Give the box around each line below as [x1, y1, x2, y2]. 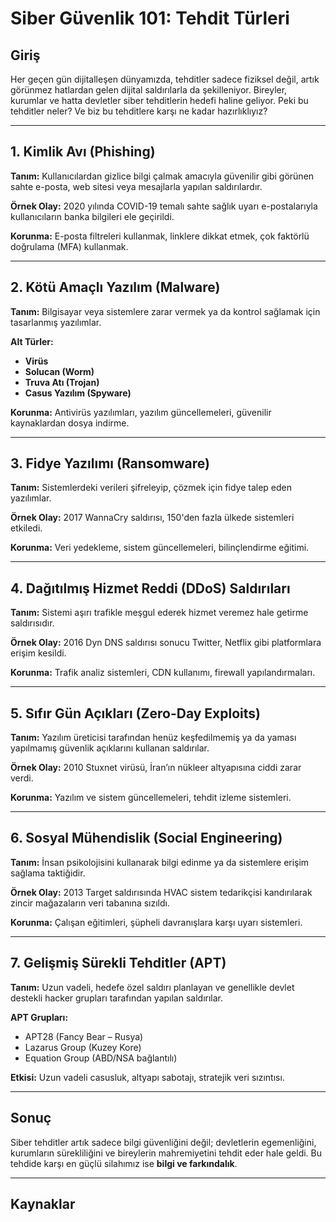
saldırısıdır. [10, 617, 55, 629]
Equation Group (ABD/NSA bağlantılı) [24, 1052, 178, 1064]
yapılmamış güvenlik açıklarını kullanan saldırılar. [10, 742, 210, 754]
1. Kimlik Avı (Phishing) [10, 143, 156, 161]
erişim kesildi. [10, 647, 67, 659]
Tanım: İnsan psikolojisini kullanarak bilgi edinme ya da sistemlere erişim [10, 856, 310, 868]
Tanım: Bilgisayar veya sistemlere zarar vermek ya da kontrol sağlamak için [10, 305, 321, 317]
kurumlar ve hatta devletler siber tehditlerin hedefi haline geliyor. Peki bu [10, 95, 309, 106]
